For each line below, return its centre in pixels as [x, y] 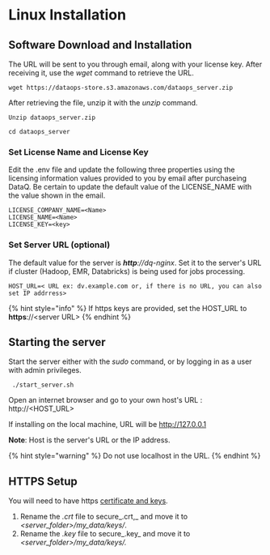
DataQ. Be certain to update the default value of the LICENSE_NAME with [130, 187]
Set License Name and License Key [79, 152]
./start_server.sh [43, 385]
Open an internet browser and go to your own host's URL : [105, 400]
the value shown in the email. [57, 195]
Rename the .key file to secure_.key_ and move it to [105, 534]
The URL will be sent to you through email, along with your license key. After [135, 64]
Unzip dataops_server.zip [52, 117]
